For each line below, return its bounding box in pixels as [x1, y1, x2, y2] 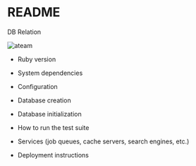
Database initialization [17, 109, 82, 118]
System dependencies [17, 69, 83, 77]
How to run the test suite [17, 123, 90, 131]
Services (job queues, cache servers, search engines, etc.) [17, 137, 190, 146]
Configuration [17, 82, 58, 90]
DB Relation [7, 28, 42, 36]
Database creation [17, 96, 72, 105]
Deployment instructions [17, 150, 90, 159]
